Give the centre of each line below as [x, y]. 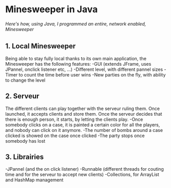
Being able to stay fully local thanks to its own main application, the [76, 58]
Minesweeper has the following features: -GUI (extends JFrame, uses [78, 64]
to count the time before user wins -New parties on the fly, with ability [92, 74]
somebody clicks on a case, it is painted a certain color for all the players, [83, 125]
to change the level [26, 80]
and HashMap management [34, 180]
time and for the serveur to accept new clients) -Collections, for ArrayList [82, 175]
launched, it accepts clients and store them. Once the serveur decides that [84, 114]
